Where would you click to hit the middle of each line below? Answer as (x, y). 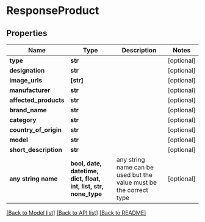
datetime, (84, 171)
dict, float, (85, 179)
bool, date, (86, 163)
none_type (86, 194)
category (23, 120)
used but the (134, 175)
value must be (137, 182)
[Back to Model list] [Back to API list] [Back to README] (76, 213)
